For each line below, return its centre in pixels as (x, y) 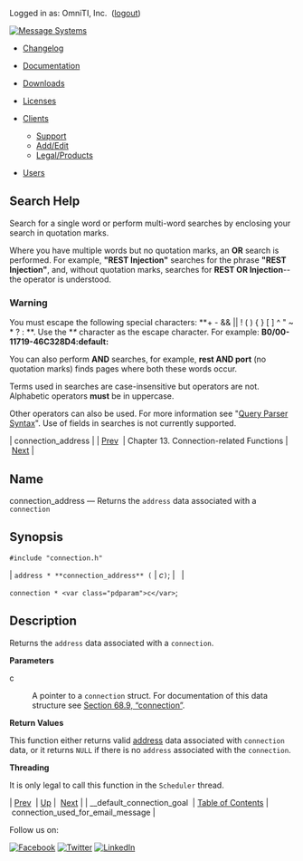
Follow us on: (34, 829)
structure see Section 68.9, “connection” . (109, 705)
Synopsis (36, 537)
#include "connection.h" (56, 558)
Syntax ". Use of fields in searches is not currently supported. (123, 423)
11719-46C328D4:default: (59, 342)
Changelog (43, 48)
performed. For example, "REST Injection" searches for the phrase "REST (148, 260)
